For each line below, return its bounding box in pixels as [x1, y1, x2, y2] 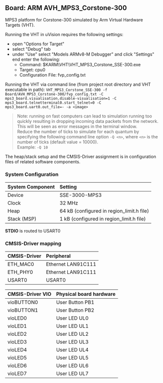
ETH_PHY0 [7, 269, 33, 276]
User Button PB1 [56, 299, 95, 306]
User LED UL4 [56, 346, 89, 353]
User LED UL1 [56, 323, 89, 329]
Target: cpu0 [19, 67, 45, 73]
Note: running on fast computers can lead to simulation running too [17, 113, 152, 119]
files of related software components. [5, 158, 81, 165]
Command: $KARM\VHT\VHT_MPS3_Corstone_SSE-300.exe [19, 61, 141, 67]
